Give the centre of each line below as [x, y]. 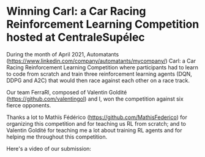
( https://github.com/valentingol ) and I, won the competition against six [95, 99]
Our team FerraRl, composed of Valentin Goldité [67, 92]
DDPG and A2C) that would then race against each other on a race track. [98, 80]
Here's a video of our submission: [49, 148]
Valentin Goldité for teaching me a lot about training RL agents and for [94, 130]
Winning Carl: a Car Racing [76, 11]
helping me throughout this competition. [57, 137]
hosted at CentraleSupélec [76, 37]
